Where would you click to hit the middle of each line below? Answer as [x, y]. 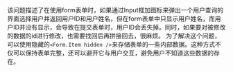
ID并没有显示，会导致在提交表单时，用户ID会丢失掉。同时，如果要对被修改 [119, 27]
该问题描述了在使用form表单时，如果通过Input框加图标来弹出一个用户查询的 [115, 10]
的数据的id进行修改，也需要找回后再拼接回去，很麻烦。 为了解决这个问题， [114, 36]
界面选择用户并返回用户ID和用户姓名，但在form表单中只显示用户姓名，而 [111, 19]
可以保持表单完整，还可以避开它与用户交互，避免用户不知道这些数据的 [113, 53]
